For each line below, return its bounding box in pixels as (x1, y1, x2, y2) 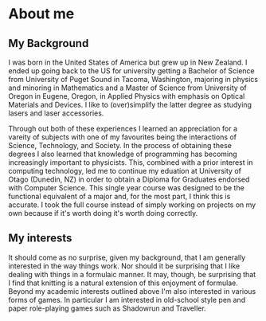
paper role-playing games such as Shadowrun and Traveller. (8, 303, 206, 313)
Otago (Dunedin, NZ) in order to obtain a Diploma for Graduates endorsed (8, 174, 250, 184)
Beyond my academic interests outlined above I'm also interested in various (8, 286, 256, 296)
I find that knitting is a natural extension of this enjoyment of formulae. (8, 278, 239, 288)
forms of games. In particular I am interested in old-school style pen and (8, 295, 245, 304)
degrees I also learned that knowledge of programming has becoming (8, 149, 237, 159)
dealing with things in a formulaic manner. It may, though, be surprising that (8, 269, 256, 279)
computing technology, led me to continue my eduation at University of (8, 166, 241, 175)
